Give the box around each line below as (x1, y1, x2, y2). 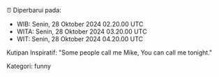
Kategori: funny (6, 62, 52, 70)
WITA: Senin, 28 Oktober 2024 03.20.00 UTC (16, 27, 147, 36)
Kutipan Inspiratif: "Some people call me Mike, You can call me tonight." (6, 48, 213, 57)
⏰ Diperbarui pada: (6, 6, 62, 14)
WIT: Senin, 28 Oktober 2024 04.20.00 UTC (16, 35, 144, 43)
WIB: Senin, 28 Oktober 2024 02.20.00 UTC (16, 20, 144, 28)
